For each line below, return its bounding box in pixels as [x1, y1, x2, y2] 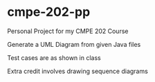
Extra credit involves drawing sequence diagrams [7, 67, 149, 75]
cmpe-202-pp [7, 4, 91, 20]
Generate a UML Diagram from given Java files [7, 40, 141, 48]
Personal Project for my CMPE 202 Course [7, 27, 129, 35]
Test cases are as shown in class [7, 53, 102, 62]
